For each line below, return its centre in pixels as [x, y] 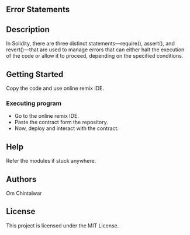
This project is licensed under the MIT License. [63, 225]
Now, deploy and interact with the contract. [66, 128]
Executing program [34, 103]
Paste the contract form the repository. [61, 122]
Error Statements [38, 10]
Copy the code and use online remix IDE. [55, 88]
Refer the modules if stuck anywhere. [51, 161]
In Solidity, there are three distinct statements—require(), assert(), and [91, 44]
